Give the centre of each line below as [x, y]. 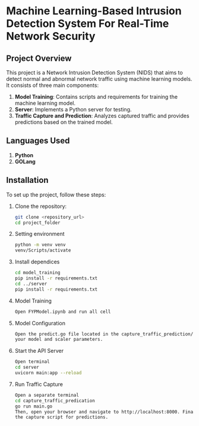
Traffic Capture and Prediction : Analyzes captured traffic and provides [102, 116]
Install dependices [37, 262]
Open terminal [32, 362]
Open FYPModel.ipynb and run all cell [63, 312]
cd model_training [37, 273]
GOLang [25, 161]
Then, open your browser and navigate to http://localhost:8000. [97, 412]
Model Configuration [40, 323]
